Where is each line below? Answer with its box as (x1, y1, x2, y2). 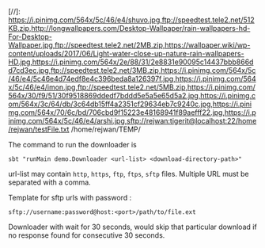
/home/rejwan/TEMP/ (70, 124, 141, 134)
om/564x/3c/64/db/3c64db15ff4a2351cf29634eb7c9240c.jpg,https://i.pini (8, 99, 252, 109)
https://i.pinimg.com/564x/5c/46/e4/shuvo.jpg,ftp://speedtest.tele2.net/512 (8, 15, 255, 25)
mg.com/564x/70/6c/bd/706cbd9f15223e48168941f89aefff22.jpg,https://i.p (8, 108, 257, 117)
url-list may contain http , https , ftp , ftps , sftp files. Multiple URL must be (8, 170, 249, 178)
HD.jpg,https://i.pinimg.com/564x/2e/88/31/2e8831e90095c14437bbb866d (8, 57, 254, 67)
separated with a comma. (8, 177, 91, 187)
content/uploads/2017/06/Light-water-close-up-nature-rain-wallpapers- (8, 49, 244, 58)
